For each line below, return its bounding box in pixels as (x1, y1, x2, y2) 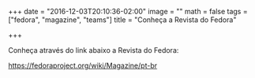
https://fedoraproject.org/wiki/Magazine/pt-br (8, 61, 158, 70)
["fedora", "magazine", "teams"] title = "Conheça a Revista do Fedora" (8, 15, 237, 24)
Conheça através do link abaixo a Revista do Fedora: (8, 46, 179, 54)
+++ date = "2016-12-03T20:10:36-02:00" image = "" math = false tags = (8, 7, 248, 16)
